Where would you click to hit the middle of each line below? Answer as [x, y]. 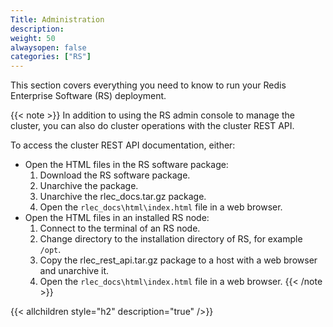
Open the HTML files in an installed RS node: [117, 218]
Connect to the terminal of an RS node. [120, 228]
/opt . [50, 250]
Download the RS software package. [115, 175]
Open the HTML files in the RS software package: [126, 165]
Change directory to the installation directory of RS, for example [171, 239]
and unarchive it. [74, 271]
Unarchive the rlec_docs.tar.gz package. [123, 197]
